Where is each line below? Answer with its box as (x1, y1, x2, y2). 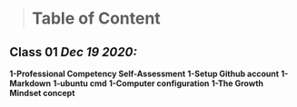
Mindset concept (9, 88, 75, 98)
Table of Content (31, 8, 161, 29)
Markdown (9, 78, 52, 89)
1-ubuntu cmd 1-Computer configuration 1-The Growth (53, 78, 264, 89)
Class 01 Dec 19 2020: (9, 44, 138, 60)
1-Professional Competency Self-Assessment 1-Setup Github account (9, 68, 280, 79)
